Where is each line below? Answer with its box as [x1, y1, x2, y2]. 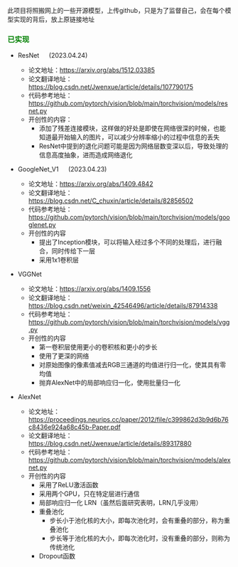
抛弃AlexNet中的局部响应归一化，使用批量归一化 [38, 378, 181, 387]
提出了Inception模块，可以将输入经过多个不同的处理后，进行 [38, 238, 216, 247]
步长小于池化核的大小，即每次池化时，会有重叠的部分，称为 [49, 516, 225, 525]
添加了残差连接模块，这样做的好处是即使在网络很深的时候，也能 [38, 124, 226, 133]
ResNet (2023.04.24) [17, 51, 88, 60]
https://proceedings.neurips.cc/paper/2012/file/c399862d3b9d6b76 [28, 415, 229, 424]
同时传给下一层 [51, 247, 96, 255]
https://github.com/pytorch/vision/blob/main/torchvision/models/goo [28, 213, 230, 222]
